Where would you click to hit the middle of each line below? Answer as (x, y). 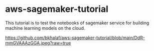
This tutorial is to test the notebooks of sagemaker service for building (77, 23)
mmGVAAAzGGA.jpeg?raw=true (38, 43)
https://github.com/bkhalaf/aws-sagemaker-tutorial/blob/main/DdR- (75, 38)
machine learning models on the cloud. (45, 28)
